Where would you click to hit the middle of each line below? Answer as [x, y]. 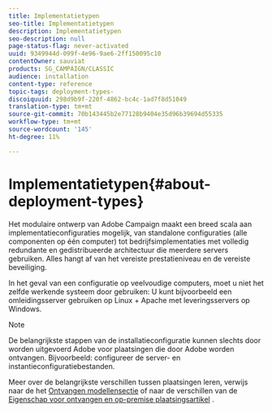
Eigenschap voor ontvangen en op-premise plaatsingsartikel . [111, 399]
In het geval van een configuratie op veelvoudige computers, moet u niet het [136, 283]
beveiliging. [28, 267]
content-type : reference [50, 84]
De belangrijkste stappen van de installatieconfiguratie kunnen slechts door [135, 340]
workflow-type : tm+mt [45, 122]
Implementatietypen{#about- [110, 184]
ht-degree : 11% [34, 137]
